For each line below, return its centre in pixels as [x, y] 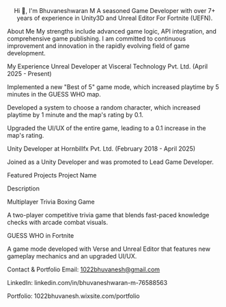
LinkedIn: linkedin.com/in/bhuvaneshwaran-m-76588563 [87, 283]
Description [23, 188]
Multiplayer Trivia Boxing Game [51, 202]
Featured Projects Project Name [52, 175]
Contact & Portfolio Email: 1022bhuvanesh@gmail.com [84, 269]
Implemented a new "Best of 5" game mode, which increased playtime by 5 [113, 87]
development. [26, 53]
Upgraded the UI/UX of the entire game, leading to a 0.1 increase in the [107, 128]
